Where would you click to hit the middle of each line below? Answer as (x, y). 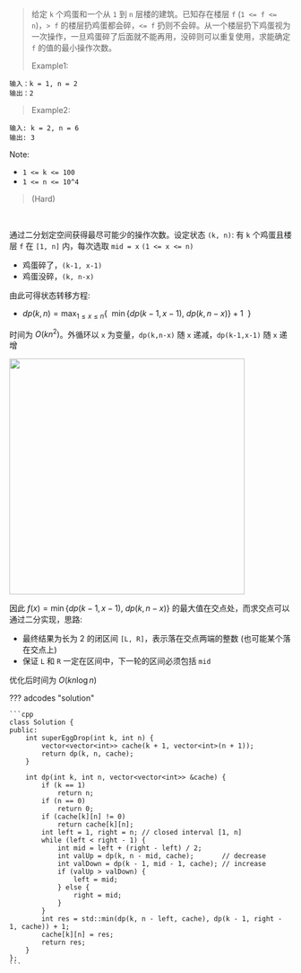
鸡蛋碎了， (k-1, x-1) (62, 265)
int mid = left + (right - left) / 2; (129, 848)
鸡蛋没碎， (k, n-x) (58, 276)
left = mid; (95, 880)
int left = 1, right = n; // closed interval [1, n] (142, 833)
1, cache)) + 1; (39, 927)
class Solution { (42, 722)
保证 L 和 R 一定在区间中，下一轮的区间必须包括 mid (116, 661)
